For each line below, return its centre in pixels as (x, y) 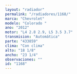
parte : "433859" (21, 41)
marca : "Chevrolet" (25, 18)
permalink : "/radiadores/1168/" (38, 14)
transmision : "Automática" (32, 37)
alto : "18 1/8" (20, 50)
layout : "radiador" (25, 9)
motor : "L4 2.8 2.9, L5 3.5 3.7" (39, 32)
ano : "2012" (17, 28)
